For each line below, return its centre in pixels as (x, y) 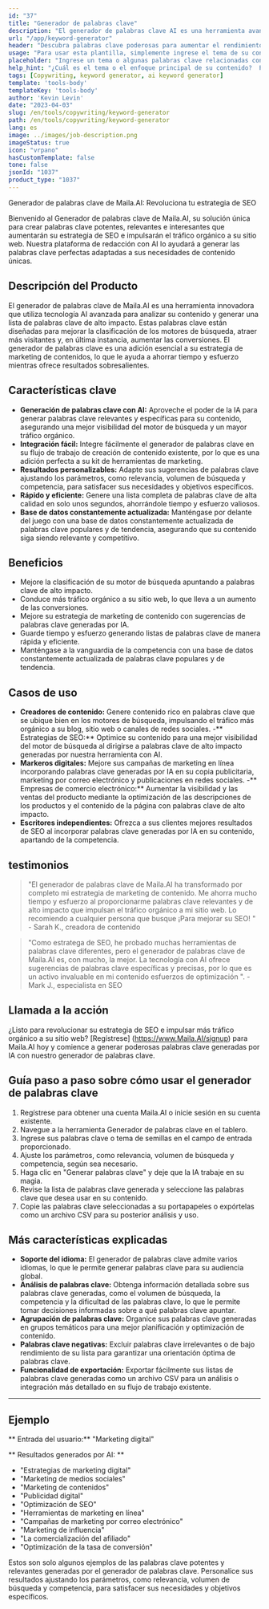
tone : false (28, 165)
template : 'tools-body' (48, 83)
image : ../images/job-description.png (73, 135)
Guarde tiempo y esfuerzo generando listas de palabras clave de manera (140, 633)
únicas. (20, 261)
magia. (31, 1180)
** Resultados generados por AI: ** (66, 1455)
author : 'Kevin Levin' (46, 98)
